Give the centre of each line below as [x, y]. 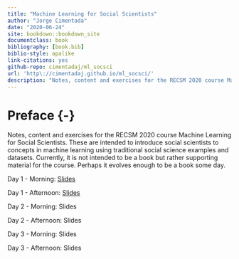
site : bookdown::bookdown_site [54, 34]
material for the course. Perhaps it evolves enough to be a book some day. [117, 165]
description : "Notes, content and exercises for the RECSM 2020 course [116, 80]
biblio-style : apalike [41, 54]
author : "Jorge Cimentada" [47, 21]
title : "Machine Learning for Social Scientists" [83, 14]
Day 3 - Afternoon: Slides [44, 248]
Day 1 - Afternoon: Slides [44, 193]
